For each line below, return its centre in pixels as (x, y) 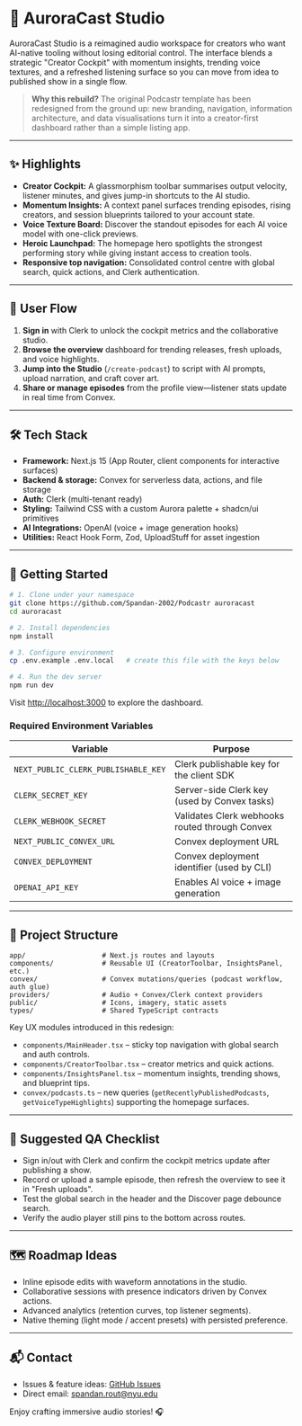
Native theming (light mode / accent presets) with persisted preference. (155, 1320)
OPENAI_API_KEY (46, 888)
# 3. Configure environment (62, 652)
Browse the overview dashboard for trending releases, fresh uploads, (152, 349)
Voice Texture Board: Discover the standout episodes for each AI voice (155, 224)
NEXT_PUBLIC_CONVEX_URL (65, 842)
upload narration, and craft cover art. (91, 378)
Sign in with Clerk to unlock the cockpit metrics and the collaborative (150, 330)
